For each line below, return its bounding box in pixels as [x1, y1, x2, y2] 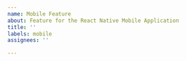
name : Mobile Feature [7, 10, 72, 18]
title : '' [7, 23, 37, 30]
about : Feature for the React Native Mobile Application [7, 17, 180, 24]
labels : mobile [7, 30, 53, 38]
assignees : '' [7, 37, 50, 44]
